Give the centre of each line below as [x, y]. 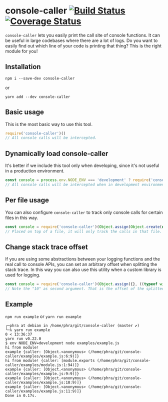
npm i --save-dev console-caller [40, 78]
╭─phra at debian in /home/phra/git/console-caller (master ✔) [72, 325]
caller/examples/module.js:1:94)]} [42, 365]
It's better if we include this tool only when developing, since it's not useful [82, 165]
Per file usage [27, 200]
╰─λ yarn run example [28, 330]
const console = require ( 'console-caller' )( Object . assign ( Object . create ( [84, 227]
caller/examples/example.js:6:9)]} [42, 356]
